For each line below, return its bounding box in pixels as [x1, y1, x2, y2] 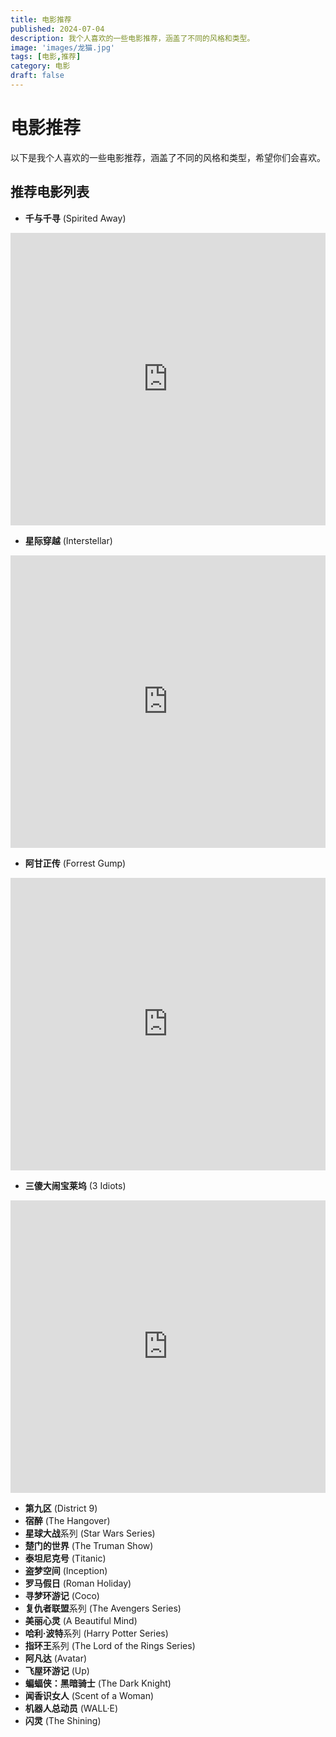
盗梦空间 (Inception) [24, 1564, 108, 1576]
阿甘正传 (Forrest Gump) [24, 857, 127, 869]
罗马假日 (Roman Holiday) [24, 1577, 132, 1589]
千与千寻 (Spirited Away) [24, 212, 127, 224]
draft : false [10, 71, 65, 81]
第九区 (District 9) [24, 1502, 98, 1514]
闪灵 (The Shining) [24, 1714, 102, 1726]
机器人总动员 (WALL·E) [24, 1702, 119, 1714]
